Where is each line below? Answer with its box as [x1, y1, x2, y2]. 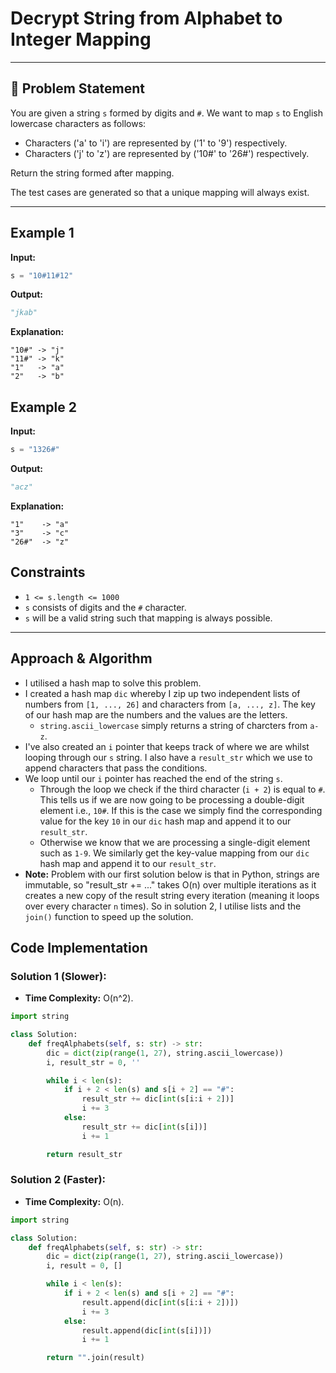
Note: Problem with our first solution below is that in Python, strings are [24, 868, 320, 880]
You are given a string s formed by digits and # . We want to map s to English [10, 107, 323, 119]
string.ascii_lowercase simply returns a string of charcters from [39, 719, 308, 731]
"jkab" [10, 308, 38, 318]
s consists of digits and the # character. [24, 601, 187, 613]
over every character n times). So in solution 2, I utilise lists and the [24, 900, 302, 912]
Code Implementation [10, 939, 148, 956]
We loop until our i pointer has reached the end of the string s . [24, 772, 283, 784]
